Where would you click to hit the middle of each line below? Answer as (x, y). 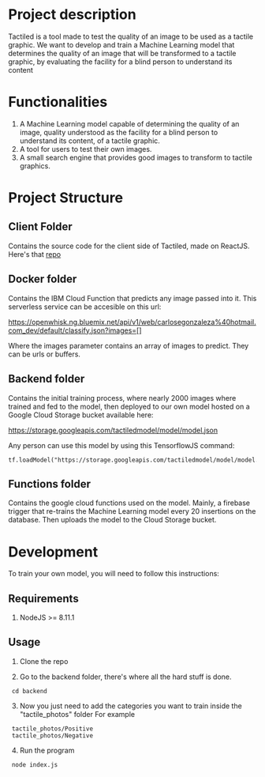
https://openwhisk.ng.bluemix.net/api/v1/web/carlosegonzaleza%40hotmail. (132, 322)
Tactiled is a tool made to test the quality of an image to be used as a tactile (131, 36)
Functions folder (49, 484)
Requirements (43, 598)
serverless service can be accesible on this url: (85, 307)
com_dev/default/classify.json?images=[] (75, 330)
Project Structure (66, 198)
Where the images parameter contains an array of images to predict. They (129, 345)
